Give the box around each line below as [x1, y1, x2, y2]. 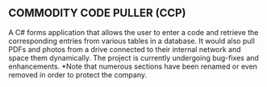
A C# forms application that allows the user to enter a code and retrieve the [8, 27, 259, 37]
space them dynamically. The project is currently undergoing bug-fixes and [8, 53, 260, 62]
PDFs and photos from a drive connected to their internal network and [8, 44, 241, 54]
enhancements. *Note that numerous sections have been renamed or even [8, 61, 258, 71]
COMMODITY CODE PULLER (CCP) [8, 6, 186, 20]
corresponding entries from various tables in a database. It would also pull [8, 36, 256, 45]
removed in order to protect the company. [8, 69, 148, 79]
